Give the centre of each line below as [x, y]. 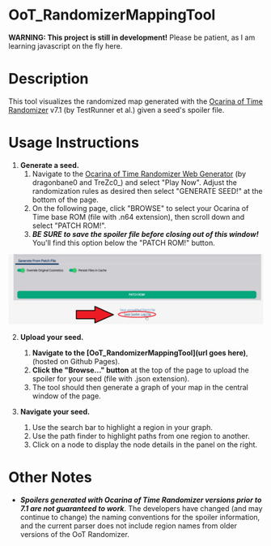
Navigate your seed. [55, 411]
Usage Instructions [74, 143]
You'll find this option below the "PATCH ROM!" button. [124, 243]
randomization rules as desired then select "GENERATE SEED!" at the [147, 191]
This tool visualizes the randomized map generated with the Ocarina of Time [135, 101]
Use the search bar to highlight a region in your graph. [122, 427]
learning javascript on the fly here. [66, 45]
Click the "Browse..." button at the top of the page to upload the [140, 370]
